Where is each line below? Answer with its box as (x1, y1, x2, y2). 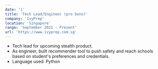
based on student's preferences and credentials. (12, 53, 110, 59)
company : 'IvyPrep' (5, 16, 45, 21)
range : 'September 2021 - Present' (5, 25, 77, 30)
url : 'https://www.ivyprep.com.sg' (5, 30, 77, 34)
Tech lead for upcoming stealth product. (12, 43, 93, 49)
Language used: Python (12, 59, 60, 64)
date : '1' (5, 7, 25, 12)
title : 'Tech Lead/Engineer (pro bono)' (5, 12, 88, 17)
